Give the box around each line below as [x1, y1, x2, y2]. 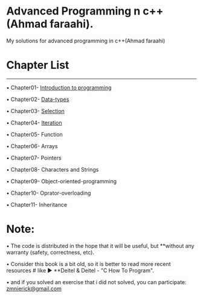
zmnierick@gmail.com [6, 285, 62, 292]
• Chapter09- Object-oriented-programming [6, 177, 117, 185]
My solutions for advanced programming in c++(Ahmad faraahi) [6, 37, 166, 44]
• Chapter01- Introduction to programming [6, 83, 112, 91]
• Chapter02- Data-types [6, 96, 69, 103]
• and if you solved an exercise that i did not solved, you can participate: [6, 278, 187, 285]
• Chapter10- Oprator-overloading [6, 189, 91, 196]
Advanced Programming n [6, 4, 141, 18]
